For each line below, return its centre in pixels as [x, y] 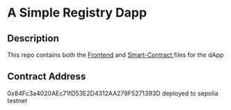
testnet [17, 100]
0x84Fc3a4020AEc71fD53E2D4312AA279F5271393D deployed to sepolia [113, 93]
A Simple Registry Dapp [77, 13]
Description [33, 38]
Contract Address [47, 76]
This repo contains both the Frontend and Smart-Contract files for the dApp [115, 55]
